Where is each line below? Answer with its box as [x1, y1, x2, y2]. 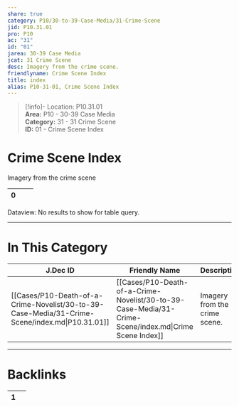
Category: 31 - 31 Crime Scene [24, 118, 116, 126]
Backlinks [7, 367, 67, 383]
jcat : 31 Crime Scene [7, 57, 72, 64]
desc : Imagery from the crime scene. [7, 63, 119, 70]
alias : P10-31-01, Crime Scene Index [7, 83, 119, 90]
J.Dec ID [46, 266, 75, 276]
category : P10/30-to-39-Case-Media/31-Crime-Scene [7, 17, 161, 24]
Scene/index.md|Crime [116, 322, 193, 332]
